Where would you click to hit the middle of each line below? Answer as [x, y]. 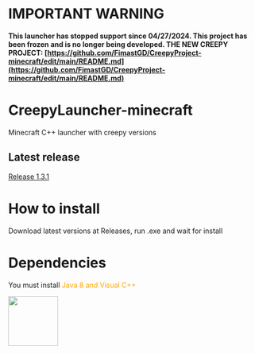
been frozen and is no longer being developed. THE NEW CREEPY [118, 44]
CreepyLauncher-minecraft [100, 110]
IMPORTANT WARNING [86, 14]
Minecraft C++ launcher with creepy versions [82, 132]
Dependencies [57, 263]
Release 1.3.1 [29, 177]
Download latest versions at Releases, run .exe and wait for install [116, 231]
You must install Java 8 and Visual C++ [72, 285]
